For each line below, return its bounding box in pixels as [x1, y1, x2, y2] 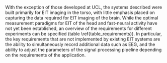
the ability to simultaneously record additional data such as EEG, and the [5, 41, 155, 47]
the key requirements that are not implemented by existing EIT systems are [5, 36, 160, 42]
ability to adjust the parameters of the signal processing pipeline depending [5, 47, 162, 52]
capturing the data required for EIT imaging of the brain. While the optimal [5, 15, 158, 20]
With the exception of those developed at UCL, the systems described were [5, 4, 162, 10]
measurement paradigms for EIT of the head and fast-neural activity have [5, 20, 157, 26]
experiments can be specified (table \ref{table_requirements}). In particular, [5, 31, 162, 36]
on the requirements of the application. [5, 52, 86, 58]
